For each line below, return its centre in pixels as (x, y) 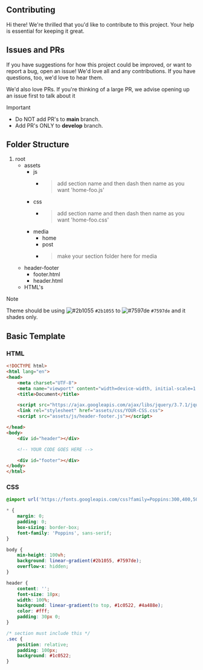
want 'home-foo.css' (83, 220)
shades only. (22, 317)
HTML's (34, 287)
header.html (48, 281)
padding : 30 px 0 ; (39, 617)
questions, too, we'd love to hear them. (55, 77)
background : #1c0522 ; (44, 656)
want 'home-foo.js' (81, 190)
